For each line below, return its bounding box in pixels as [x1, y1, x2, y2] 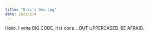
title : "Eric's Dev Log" [5, 7, 57, 12]
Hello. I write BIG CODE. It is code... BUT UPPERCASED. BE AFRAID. [5, 25, 145, 31]
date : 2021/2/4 [5, 12, 37, 17]
